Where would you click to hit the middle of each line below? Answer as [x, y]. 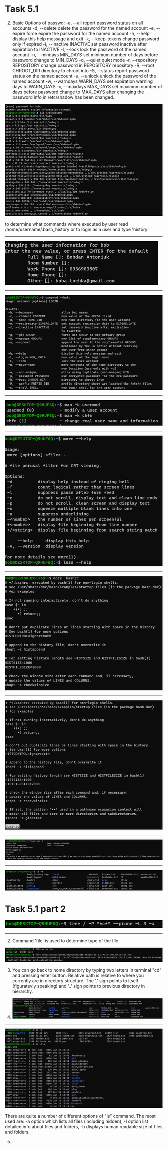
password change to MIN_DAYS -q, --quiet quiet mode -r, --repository [85, 60]
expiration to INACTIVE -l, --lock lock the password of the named [79, 49]
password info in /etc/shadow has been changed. [63, 97]
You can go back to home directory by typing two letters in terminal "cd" [87, 970]
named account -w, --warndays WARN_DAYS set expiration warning [83, 81]
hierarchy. [23, 991]
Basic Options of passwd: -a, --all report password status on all [78, 23]
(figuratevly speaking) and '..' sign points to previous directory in [79, 986]
